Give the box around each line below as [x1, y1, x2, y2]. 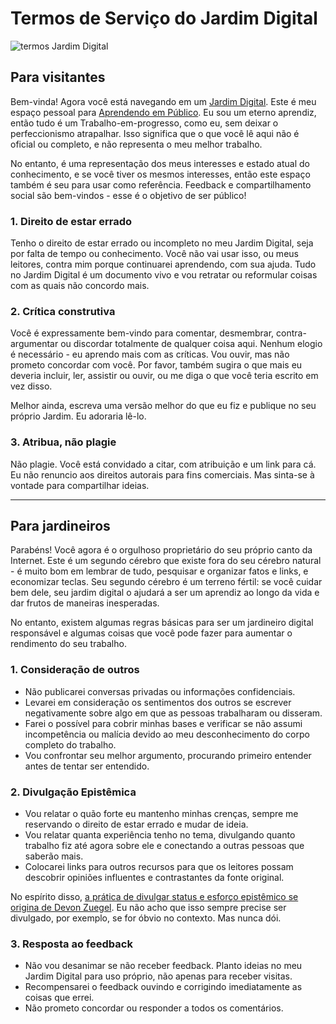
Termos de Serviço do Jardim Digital [10, 7, 318, 30]
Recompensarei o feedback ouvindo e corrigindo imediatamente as [24, 981, 303, 993]
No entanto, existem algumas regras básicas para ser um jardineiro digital [10, 617, 314, 629]
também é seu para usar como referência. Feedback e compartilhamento [10, 178, 312, 191]
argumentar [10, 338, 59, 350]
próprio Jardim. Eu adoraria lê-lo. [10, 410, 147, 422]
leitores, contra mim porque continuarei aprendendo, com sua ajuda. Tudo [10, 258, 317, 271]
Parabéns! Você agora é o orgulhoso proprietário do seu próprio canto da [10, 544, 313, 556]
